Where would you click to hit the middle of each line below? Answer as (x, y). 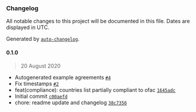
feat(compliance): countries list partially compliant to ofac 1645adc (95, 89)
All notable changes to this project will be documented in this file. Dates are (98, 21)
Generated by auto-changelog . (43, 39)
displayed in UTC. (28, 27)
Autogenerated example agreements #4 (63, 77)
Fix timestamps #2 (37, 84)
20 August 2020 (41, 66)
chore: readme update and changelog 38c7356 (71, 103)
